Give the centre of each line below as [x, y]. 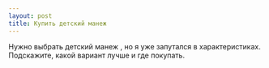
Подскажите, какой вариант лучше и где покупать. [96, 55]
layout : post [30, 16]
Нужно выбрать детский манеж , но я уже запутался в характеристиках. [134, 46]
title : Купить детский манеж [58, 23]
